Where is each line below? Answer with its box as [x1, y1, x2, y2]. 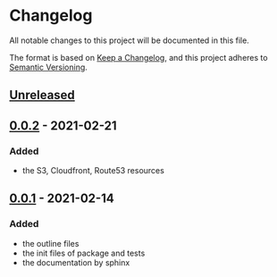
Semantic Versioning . [9, 62, 88, 72]
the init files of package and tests [21, 248, 146, 258]
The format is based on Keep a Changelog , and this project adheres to [9, 52, 268, 63]
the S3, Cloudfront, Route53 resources [21, 165, 165, 176]
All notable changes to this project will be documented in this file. [9, 35, 250, 46]
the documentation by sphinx [21, 256, 130, 268]
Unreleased [9, 88, 76, 103]
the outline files [21, 238, 80, 248]
